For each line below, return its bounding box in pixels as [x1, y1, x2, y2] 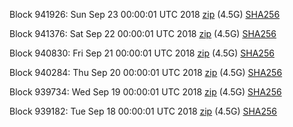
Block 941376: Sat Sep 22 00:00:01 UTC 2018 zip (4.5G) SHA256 [9, 28, 277, 39]
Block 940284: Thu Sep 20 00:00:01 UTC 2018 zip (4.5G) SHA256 [9, 67, 283, 78]
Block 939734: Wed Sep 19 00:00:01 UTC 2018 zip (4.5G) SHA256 [9, 86, 282, 98]
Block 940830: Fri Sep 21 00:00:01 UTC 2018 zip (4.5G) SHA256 [9, 47, 275, 59]
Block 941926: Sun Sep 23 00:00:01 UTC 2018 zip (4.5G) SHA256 [9, 9, 281, 20]
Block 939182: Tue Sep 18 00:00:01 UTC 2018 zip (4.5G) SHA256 [9, 105, 278, 117]
